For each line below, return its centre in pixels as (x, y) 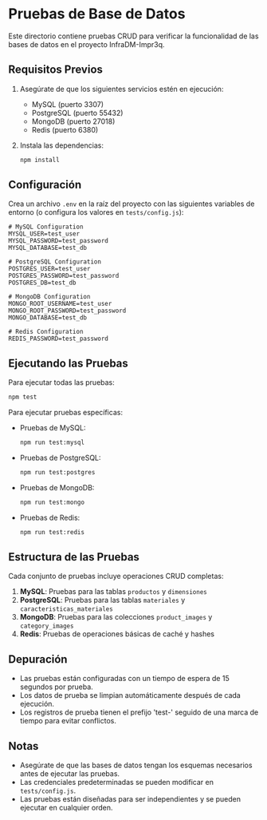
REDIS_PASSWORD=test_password (59, 339)
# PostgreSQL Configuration (55, 262)
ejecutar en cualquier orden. (66, 808)
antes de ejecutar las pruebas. (70, 774)
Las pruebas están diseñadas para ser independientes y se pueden (130, 799)
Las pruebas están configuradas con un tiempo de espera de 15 (124, 679)
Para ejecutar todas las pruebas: (62, 382)
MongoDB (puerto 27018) (73, 121)
